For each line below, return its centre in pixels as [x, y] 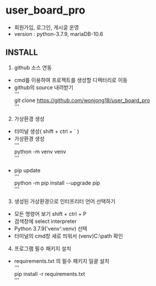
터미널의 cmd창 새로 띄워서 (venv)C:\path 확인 [69, 236]
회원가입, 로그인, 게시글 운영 [46, 27]
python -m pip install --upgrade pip [57, 183]
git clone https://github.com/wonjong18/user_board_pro [82, 100]
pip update [27, 170]
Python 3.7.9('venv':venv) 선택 [51, 228]
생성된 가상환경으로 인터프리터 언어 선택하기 [65, 201]
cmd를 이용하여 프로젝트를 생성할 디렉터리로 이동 [71, 80]
